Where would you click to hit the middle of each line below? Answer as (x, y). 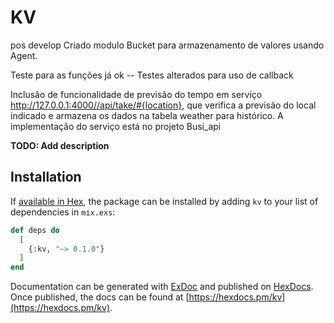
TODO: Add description (60, 145)
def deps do (35, 230)
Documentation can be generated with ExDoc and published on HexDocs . (162, 287)
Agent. (24, 55)
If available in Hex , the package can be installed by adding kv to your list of (164, 201)
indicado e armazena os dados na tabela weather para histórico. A (147, 115)
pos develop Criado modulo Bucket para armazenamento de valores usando (167, 45)
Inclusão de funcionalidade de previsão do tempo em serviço (136, 94)
